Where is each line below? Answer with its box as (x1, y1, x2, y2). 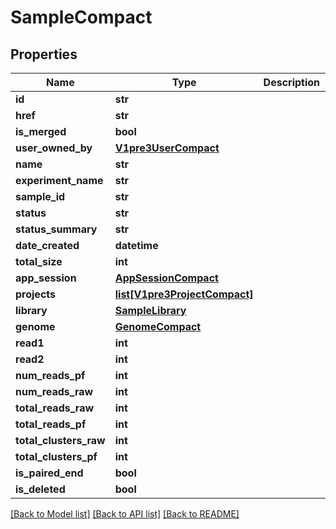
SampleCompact (10, 6, 153, 29)
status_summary (15, 222, 98, 236)
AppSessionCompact (114, 271, 219, 285)
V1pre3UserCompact (114, 141, 220, 155)
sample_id (15, 190, 66, 203)
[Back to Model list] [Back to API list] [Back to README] (10, 508, 240, 520)
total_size (15, 255, 63, 268)
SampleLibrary (114, 304, 187, 317)
